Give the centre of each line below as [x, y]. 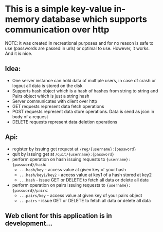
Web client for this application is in [59, 216]
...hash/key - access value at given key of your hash [73, 169]
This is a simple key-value [59, 9]
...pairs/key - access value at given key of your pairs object [81, 195]
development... [29, 223]
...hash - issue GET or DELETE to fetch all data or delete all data [84, 180]
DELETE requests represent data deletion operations [65, 122]
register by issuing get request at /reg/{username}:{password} [74, 149]
